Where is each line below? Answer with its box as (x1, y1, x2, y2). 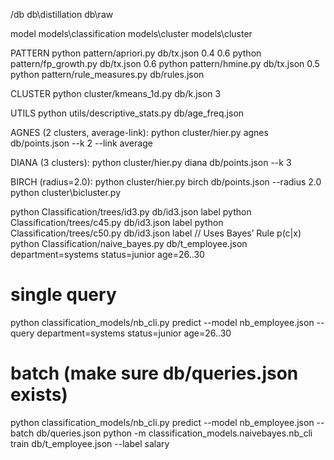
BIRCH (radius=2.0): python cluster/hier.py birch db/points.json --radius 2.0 (10, 176, 322, 188)
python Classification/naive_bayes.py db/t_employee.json (10, 238, 248, 249)
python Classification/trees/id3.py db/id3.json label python (10, 206, 252, 218)
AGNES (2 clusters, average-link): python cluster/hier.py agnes (10, 127, 269, 138)
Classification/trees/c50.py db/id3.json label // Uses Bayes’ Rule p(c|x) (10, 227, 302, 239)
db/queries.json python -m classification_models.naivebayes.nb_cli (36, 427, 313, 439)
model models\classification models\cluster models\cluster (10, 28, 253, 39)
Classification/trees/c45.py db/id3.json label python (10, 217, 224, 228)
